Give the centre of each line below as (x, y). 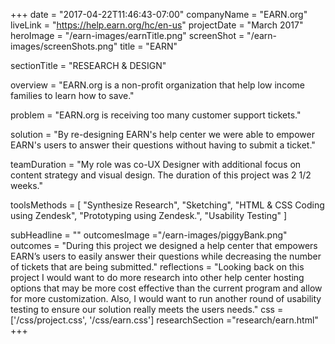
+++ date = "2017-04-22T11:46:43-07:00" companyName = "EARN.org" (159, 14)
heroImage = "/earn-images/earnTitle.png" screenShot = (127, 35)
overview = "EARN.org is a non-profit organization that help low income (157, 85)
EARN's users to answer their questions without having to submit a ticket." (163, 145)
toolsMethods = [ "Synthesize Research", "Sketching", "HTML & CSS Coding (167, 205)
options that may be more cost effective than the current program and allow (166, 288)
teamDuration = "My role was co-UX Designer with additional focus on (156, 164)
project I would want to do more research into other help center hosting (157, 277)
